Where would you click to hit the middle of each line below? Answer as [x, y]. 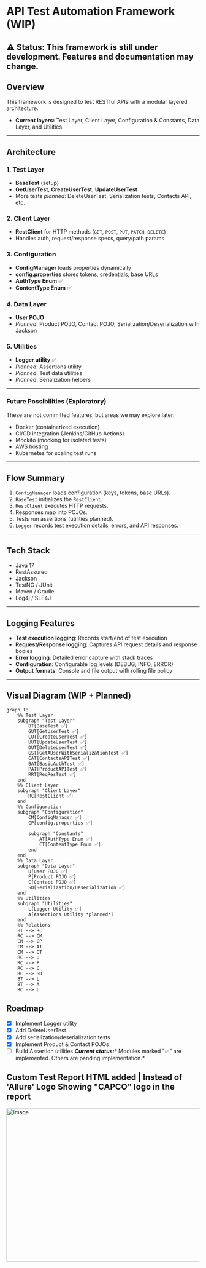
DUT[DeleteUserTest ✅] [58, 747]
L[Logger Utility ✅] [55, 909]
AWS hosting [32, 446]
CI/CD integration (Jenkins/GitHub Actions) [70, 433]
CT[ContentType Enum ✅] [70, 844]
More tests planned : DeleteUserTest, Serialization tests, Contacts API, [103, 196]
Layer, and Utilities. [39, 127]
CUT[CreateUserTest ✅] [58, 737]
